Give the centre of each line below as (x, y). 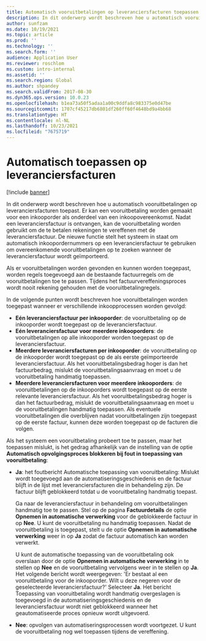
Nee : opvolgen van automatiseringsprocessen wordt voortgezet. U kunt (106, 625)
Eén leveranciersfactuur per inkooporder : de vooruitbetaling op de (101, 318)
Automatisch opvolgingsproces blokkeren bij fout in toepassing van (94, 453)
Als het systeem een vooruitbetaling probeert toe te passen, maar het (94, 440)
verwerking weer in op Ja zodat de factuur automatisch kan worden (101, 536)
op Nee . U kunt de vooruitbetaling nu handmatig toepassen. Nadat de (103, 523)
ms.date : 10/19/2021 (33, 29)
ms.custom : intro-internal (41, 69)
